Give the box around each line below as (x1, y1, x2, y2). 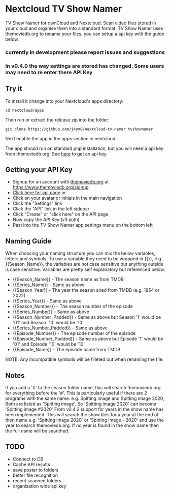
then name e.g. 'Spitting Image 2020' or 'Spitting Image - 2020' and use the (5, 417, 164, 423)
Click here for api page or (12, 190, 66, 196)
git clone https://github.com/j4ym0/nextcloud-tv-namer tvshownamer (5, 127, 153, 132)
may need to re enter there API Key (5, 69, 93, 76)
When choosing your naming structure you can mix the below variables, (5, 250, 156, 257)
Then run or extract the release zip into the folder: (5, 116, 110, 122)
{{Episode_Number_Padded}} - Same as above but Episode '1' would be (12, 336, 163, 342)
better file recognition (12, 472, 58, 478)
